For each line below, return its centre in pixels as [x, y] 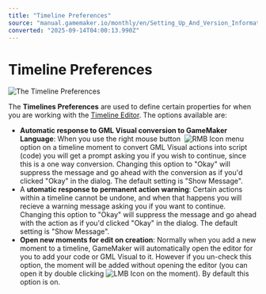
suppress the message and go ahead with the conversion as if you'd [131, 173]
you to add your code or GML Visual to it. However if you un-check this [135, 257]
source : [21, 23]
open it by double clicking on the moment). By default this [134, 273]
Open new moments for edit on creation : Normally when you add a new [138, 240]
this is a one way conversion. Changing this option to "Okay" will [125, 164]
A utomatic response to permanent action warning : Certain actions [131, 189]
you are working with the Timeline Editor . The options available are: [118, 115]
